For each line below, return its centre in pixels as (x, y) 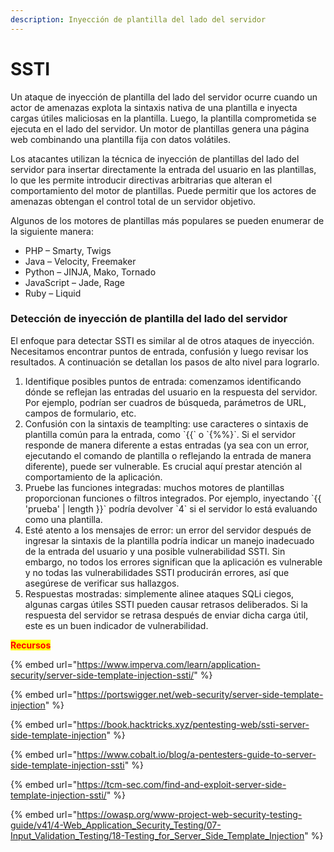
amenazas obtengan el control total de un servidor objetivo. (133, 201)
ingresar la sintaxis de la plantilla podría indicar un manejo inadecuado (169, 540)
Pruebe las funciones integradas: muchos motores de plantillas (154, 487)
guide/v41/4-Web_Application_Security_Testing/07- (116, 825)
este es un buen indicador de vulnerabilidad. (116, 625)
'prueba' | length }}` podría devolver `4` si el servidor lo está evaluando (171, 508)
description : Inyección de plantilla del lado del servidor (138, 19)
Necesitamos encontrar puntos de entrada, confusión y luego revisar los (159, 351)
